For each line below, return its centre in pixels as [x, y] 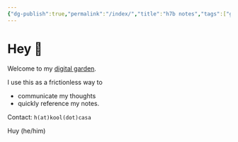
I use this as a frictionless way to [55, 82]
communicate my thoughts [57, 95]
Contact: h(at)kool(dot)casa [49, 117]
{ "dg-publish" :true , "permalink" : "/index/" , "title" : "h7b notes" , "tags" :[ [117, 14]
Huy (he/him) [27, 131]
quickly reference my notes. [58, 103]
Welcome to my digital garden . [52, 69]
